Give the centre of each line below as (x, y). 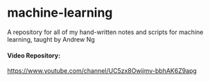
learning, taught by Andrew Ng (51, 39)
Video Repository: (34, 55)
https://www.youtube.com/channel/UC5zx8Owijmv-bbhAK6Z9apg (102, 71)
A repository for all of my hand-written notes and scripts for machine (105, 32)
